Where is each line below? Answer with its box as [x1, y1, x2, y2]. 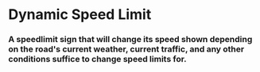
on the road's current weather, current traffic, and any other [8, 44, 245, 55]
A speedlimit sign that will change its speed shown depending [8, 34, 253, 45]
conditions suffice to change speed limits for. [8, 54, 187, 65]
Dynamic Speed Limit [8, 6, 152, 24]
